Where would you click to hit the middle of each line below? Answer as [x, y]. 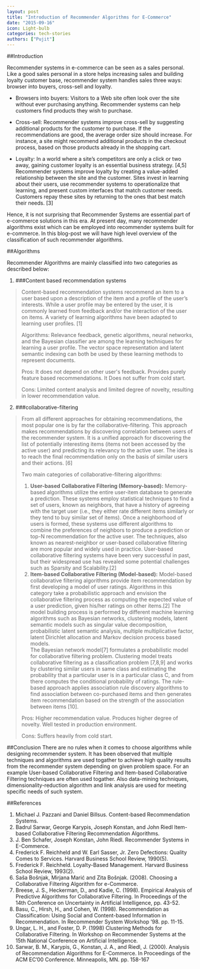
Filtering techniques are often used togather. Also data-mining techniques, [98, 779]
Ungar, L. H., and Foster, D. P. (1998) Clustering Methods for [89, 928]
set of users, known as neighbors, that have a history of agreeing [110, 505]
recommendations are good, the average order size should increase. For [104, 135]
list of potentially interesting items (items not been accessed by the [103, 444]
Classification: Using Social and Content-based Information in [91, 915]
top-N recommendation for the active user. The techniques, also [109, 536]
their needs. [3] [34, 203]
